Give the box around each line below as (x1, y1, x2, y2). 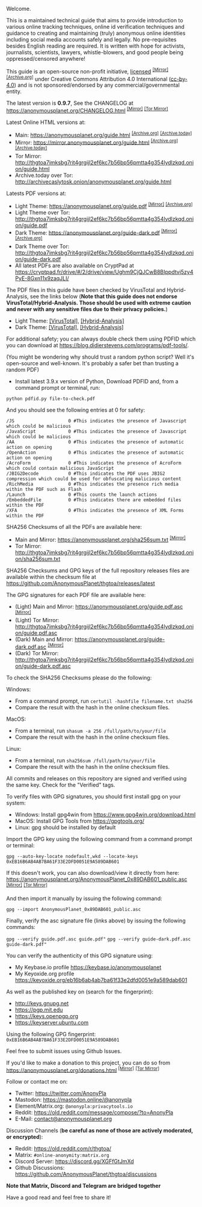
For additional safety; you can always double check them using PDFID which (6, 335, 196, 342)
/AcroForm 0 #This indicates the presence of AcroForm (6, 460, 182, 466)
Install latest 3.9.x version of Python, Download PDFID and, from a (14, 377, 179, 384)
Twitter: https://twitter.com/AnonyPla (14, 1090, 106, 1097)
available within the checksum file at (6, 573, 96, 580)
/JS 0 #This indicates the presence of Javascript (6, 418, 187, 424)
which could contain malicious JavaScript (6, 465, 114, 471)
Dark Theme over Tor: (14, 242, 70, 250)
